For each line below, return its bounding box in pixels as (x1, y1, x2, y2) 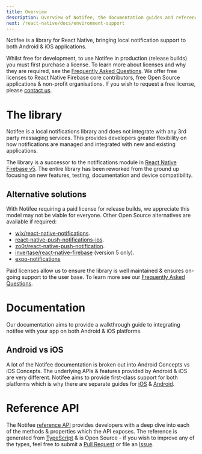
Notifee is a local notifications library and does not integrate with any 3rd (6, 128, 186, 135)
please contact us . (6, 87, 52, 94)
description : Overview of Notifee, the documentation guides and (6, 14, 173, 21)
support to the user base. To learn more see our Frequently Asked (22, 273, 185, 281)
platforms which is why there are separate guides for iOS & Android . (6, 380, 175, 387)
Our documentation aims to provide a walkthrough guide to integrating (6, 321, 180, 328)
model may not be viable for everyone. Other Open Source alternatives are (6, 212, 191, 219)
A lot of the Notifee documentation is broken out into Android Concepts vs (6, 360, 190, 368)
